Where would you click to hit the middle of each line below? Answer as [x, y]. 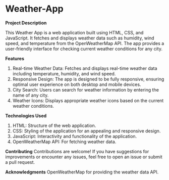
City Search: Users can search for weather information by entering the [86, 89]
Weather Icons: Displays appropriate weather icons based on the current [88, 100]
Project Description [26, 23]
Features [15, 58]
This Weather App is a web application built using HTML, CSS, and [74, 32]
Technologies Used [26, 116]
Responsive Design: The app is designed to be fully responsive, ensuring [88, 79]
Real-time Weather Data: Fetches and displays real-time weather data [85, 68]
